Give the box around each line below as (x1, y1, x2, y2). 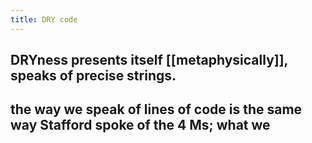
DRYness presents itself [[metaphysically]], (10, 52, 288, 69)
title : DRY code (10, 14, 78, 25)
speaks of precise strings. (10, 67, 177, 85)
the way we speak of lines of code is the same (10, 101, 303, 118)
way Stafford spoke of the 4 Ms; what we (10, 117, 271, 134)
